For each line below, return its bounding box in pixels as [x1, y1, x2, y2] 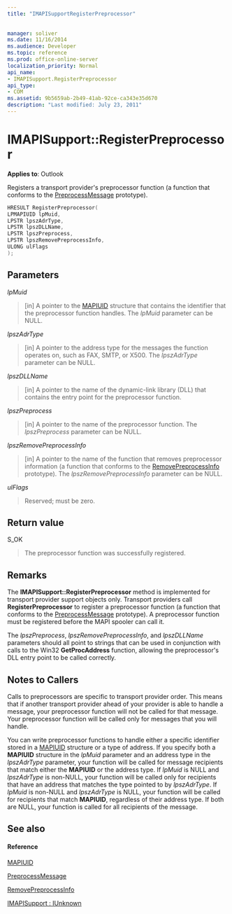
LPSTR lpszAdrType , [7, 217, 64, 224]
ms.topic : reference [7, 50, 68, 57]
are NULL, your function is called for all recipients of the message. [7, 803, 198, 811]
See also [7, 823, 45, 835]
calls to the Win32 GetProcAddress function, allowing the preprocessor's [7, 646, 219, 655]
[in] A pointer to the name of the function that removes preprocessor [24, 455, 222, 463]
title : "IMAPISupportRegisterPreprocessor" [7, 10, 136, 18]
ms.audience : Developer [7, 43, 77, 50]
